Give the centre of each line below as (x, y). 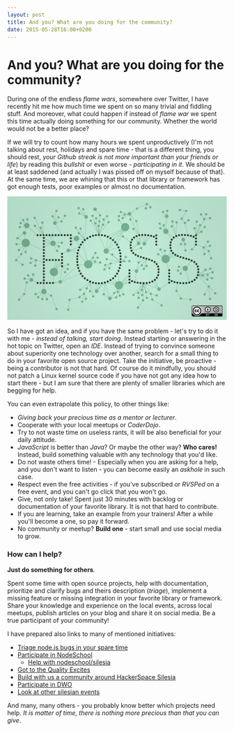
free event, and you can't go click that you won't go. (92, 492)
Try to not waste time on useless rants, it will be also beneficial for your (119, 432)
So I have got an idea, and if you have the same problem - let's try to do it (112, 331)
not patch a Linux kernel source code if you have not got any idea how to (112, 376)
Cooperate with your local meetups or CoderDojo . (89, 425)
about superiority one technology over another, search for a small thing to (113, 353)
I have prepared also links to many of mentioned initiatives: (92, 634)
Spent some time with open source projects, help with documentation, (108, 583)
